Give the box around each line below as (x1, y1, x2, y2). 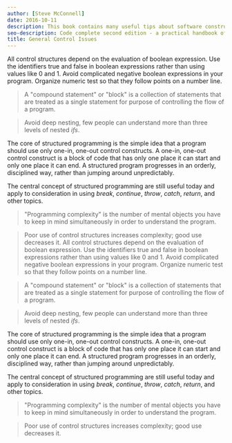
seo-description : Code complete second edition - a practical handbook (7, 29, 217, 37)
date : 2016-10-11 (7, 17, 57, 24)
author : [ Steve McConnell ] (7, 10, 85, 17)
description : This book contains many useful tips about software (7, 23, 202, 30)
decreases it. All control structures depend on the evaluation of (23, 238, 204, 246)
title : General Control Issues (7, 36, 97, 43)
